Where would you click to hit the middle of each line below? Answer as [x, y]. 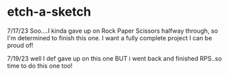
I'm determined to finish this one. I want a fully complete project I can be [110, 37]
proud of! [20, 45]
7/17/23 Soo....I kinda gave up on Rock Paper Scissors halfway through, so [113, 31]
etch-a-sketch [49, 12]
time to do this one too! [40, 65]
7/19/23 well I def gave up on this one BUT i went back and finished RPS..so [115, 58]
